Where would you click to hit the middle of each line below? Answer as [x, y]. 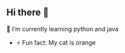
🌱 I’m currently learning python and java [62, 29]
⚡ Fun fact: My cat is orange [56, 42]
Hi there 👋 [28, 13]
